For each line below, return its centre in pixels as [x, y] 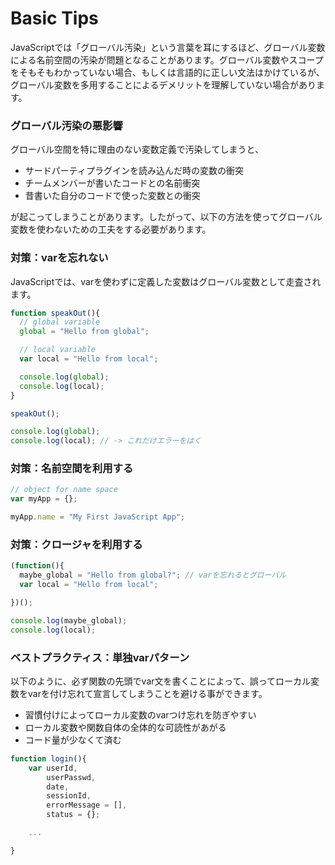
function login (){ [48, 758]
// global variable [60, 322]
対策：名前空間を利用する [72, 469]
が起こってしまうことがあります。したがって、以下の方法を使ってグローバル [166, 217]
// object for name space [64, 490]
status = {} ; [73, 815]
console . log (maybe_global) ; [69, 620]
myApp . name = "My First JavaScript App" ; [98, 517]
